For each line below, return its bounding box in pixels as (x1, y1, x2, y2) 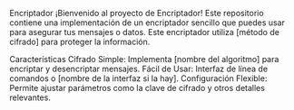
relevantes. (9, 92, 52, 103)
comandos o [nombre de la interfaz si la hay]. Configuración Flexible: (9, 73, 268, 84)
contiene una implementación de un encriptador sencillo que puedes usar (9, 17, 286, 28)
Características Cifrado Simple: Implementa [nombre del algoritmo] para (9, 54, 279, 64)
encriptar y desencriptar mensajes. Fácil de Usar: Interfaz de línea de (9, 63, 269, 74)
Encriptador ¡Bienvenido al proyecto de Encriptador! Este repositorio (9, 8, 265, 18)
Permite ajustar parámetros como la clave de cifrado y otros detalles (9, 83, 266, 93)
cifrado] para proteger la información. (9, 36, 151, 47)
